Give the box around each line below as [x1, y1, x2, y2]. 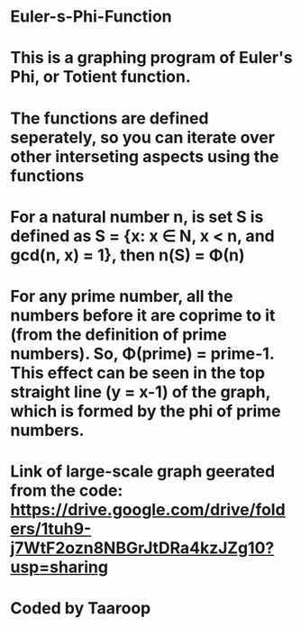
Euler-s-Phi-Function [10, 6, 172, 27]
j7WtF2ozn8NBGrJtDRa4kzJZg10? [10, 538, 275, 559]
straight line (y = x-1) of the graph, [10, 381, 271, 402]
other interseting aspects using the [10, 146, 279, 167]
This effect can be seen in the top [10, 362, 265, 383]
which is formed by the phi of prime [10, 401, 282, 421]
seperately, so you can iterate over [10, 127, 276, 148]
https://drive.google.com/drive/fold [10, 500, 287, 520]
